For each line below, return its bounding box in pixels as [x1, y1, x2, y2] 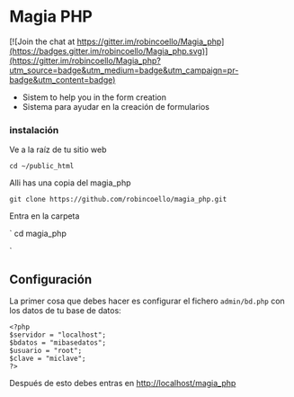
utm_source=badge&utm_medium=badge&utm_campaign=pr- [9, 65, 239, 76]
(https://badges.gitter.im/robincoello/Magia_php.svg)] [9, 45, 209, 56]
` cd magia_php [9, 228, 67, 239]
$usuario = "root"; [9, 347, 83, 356]
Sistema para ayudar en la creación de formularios [22, 101, 209, 112]
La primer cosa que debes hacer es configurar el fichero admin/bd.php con [9, 295, 285, 307]
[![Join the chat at [9, 36, 76, 47]
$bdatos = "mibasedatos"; [9, 338, 106, 347]
